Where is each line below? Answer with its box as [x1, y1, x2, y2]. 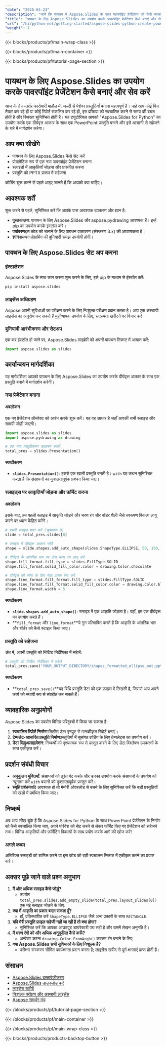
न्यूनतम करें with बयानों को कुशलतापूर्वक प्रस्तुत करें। [12, 779, 96, 785]
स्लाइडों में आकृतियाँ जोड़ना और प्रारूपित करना [12, 164, 84, 170]
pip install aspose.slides [5, 285, 61, 290]
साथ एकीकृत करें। [12, 746, 41, 752]
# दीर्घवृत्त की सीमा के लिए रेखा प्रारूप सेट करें [5, 573, 75, 578]
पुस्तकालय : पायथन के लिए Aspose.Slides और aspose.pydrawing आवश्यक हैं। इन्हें [12, 217, 157, 223]
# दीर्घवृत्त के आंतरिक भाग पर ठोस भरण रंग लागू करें [5, 554, 85, 560]
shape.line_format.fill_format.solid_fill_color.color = [5, 582, 125, 587]
